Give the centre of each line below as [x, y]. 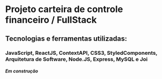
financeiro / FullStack [51, 20]
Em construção [22, 71]
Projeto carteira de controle [64, 9]
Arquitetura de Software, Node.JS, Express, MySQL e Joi [76, 59]
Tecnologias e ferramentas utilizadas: [66, 38]
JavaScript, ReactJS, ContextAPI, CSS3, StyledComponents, [82, 53]
